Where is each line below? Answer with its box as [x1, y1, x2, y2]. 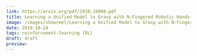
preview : [6, 41, 28, 47]
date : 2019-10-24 [6, 24, 49, 31]
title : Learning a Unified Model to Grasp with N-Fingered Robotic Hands [6, 14, 191, 20]
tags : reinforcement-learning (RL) [6, 30, 93, 36]
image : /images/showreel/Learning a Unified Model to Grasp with [6, 19, 169, 25]
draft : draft [6, 36, 38, 41]
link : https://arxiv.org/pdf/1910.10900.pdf [6, 8, 117, 15]
